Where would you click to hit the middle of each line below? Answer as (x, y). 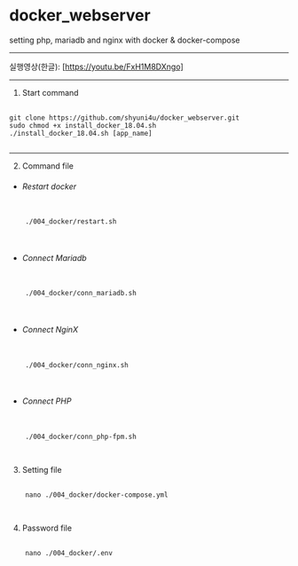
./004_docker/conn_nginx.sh (77, 365)
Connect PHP (47, 401)
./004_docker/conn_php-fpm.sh (81, 436)
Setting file (42, 469)
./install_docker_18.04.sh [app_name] (81, 133)
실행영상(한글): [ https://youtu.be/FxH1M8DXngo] (96, 67)
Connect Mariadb (54, 257)
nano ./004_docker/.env (69, 553)
